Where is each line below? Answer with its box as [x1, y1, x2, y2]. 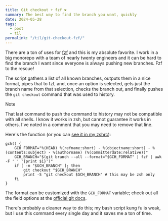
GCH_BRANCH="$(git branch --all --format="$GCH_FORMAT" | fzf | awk [14, 154, 162, 159]
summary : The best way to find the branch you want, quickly [5, 12, 137, 17]
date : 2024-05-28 [5, 17, 42, 22]
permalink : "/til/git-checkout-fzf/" [5, 36, 85, 41]
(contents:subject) [5, 150, 47, 155]
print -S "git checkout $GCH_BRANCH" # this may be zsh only [23, 172, 155, 177]
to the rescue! [5, 65, 34, 71]
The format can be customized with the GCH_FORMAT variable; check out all [5, 190, 158, 196]
